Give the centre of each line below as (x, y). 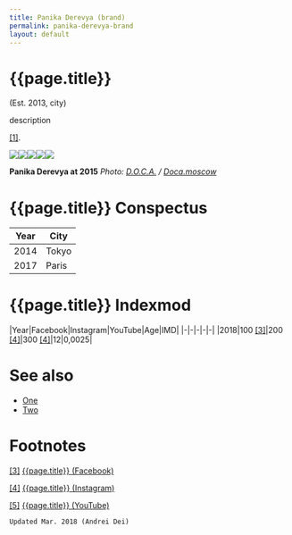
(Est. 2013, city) (38, 103)
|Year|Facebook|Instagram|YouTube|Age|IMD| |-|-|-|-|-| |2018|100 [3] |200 (146, 330)
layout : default (39, 34)
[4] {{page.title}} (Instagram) (62, 489)
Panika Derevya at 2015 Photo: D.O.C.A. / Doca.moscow (113, 171)
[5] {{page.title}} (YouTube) (59, 506)
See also (42, 376)
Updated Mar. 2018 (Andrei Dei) (69, 522)
